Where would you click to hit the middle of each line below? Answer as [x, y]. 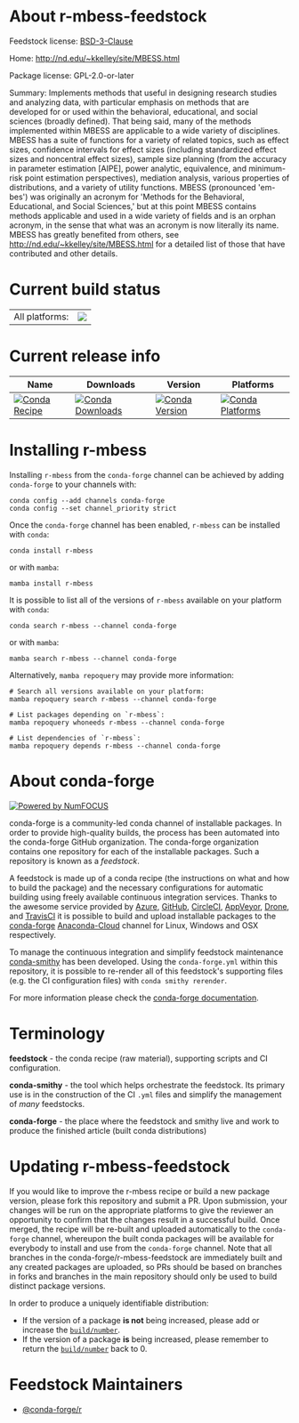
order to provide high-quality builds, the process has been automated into [145, 832]
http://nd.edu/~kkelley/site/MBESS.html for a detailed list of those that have [147, 244]
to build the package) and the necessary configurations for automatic [137, 887]
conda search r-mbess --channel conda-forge [93, 626]
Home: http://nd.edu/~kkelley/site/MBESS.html [95, 58]
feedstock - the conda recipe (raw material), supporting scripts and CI [139, 1058]
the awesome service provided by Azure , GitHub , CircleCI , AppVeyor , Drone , [149, 906]
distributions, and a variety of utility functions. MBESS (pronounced [133, 187]
